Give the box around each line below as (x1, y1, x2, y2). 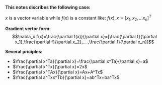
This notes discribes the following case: (5, 5, 91, 10)
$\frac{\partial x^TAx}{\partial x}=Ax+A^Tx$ (12, 69, 103, 75)
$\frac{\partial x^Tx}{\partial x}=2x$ (12, 64, 88, 70)
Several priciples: (5, 49, 43, 55)
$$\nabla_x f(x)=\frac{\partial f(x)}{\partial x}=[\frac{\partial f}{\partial (12, 34, 157, 40)
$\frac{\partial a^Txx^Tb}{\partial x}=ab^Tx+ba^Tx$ (12, 74, 120, 80)
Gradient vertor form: (5, 26, 51, 32)
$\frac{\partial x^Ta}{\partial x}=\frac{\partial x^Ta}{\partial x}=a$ (12, 58, 148, 64)
